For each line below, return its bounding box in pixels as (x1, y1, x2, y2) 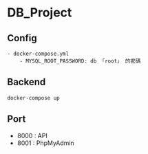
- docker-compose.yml (7, 50, 70, 57)
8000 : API (17, 131, 48, 140)
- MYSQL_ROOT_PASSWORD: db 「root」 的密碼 (19, 58, 141, 65)
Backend (7, 76, 46, 88)
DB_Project (7, 5, 72, 21)
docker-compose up (7, 94, 60, 101)
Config (7, 32, 37, 44)
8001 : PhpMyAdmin (17, 139, 74, 147)
